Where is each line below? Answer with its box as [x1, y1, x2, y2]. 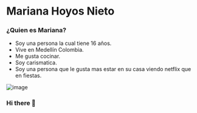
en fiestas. [15, 72, 42, 80]
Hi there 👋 [6, 99, 36, 108]
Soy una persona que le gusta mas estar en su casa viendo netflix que [15, 66, 192, 73]
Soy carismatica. [15, 59, 58, 66]
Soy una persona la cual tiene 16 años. [15, 39, 112, 47]
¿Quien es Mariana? [6, 26, 67, 35]
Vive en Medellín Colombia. [15, 46, 84, 53]
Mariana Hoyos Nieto [6, 4, 115, 18]
